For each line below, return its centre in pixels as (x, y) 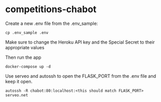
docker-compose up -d (28, 66)
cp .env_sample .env (27, 32)
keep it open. (19, 81)
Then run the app (23, 57)
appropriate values (25, 47)
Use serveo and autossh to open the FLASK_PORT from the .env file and (81, 76)
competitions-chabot (51, 9)
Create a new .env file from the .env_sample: (52, 23)
